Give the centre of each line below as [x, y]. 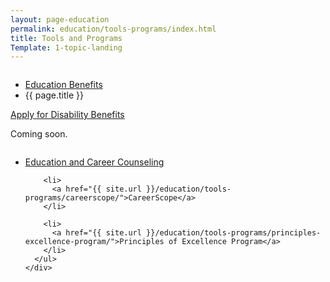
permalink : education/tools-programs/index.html [113, 29]
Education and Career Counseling [94, 162]
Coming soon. [39, 134]
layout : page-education [60, 19]
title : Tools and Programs [66, 38]
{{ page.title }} [54, 95]
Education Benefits [63, 85]
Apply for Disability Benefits [67, 115]
